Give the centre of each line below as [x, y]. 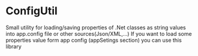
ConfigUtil [31, 11]
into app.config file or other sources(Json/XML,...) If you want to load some [99, 33]
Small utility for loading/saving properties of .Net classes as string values [96, 27]
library [13, 46]
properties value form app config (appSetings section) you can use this [94, 40]
